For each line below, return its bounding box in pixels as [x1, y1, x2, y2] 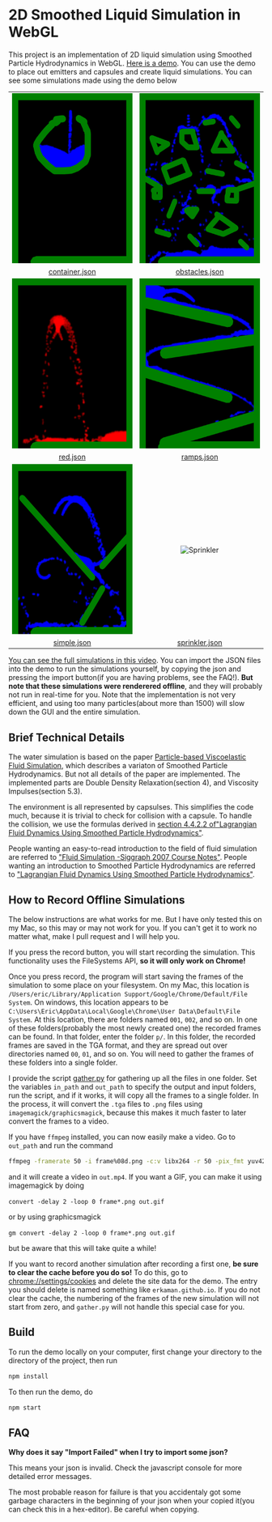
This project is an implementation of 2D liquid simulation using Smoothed [8, 49, 253, 59]
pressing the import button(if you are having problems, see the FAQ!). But [8, 673, 253, 682]
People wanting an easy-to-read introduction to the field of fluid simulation [8, 844, 257, 853]
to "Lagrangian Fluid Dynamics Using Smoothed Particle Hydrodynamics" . [8, 869, 255, 879]
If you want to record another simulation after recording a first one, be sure [8, 1259, 259, 1269]
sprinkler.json [176, 637, 223, 647]
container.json [48, 266, 96, 276]
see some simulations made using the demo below [8, 75, 177, 85]
